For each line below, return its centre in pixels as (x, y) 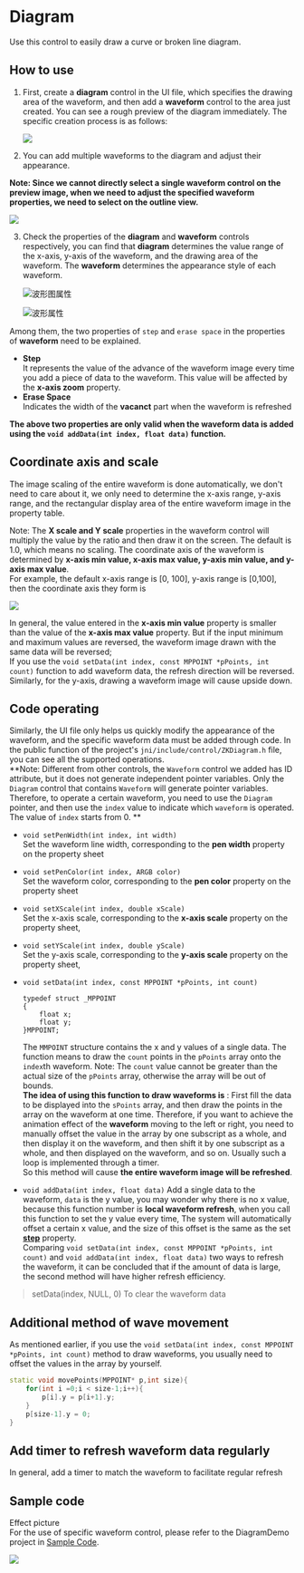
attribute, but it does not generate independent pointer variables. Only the (147, 779)
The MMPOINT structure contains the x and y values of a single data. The (154, 1047)
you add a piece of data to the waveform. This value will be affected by (155, 377)
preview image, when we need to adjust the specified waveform (132, 192)
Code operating (54, 709)
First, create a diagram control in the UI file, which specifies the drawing (157, 92)
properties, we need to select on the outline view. (104, 202)
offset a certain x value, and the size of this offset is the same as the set (157, 1229)
